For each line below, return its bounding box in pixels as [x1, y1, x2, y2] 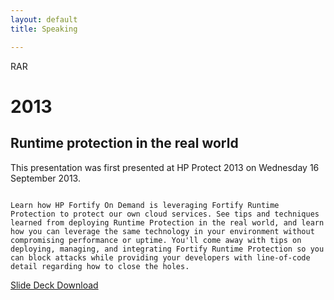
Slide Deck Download [10, 279, 99, 291]
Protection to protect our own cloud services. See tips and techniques [10, 209, 320, 219]
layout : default [10, 14, 78, 25]
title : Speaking [10, 24, 78, 34]
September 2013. [10, 172, 81, 184]
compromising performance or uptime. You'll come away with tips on [10, 235, 302, 245]
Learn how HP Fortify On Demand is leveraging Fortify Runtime [10, 200, 280, 210]
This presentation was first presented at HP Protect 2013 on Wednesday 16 [10, 161, 320, 173]
